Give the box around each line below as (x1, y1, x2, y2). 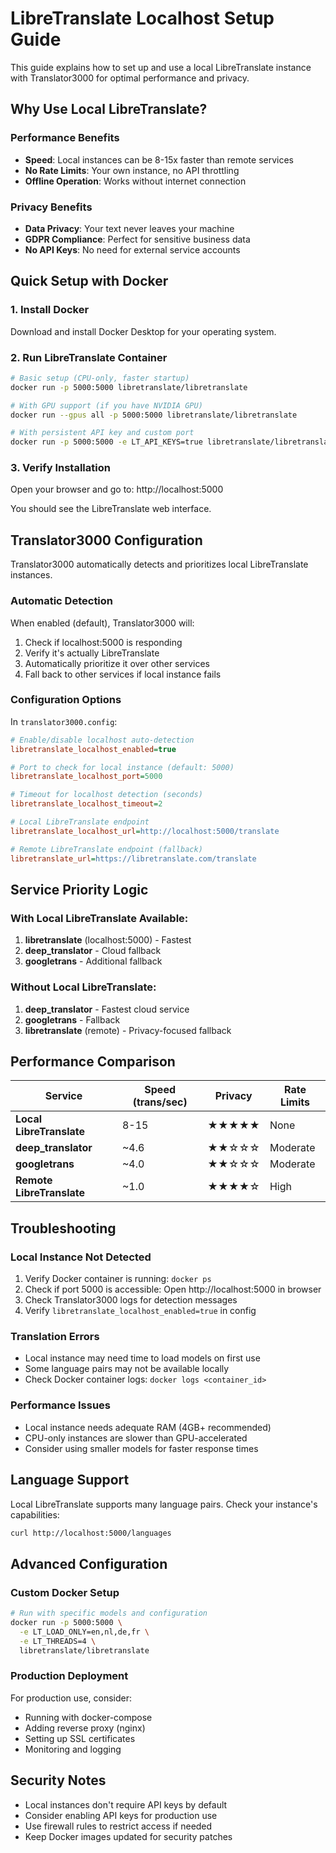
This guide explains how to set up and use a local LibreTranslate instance (10, 61, 312, 73)
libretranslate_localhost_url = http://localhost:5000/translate (10, 826, 280, 836)
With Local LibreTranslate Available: (10, 911, 189, 925)
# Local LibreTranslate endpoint (10, 817, 150, 827)
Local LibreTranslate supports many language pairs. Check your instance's (10, 1498, 318, 1510)
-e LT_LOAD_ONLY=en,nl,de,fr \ (19, 1627, 150, 1637)
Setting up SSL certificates (24, 1732, 136, 1744)
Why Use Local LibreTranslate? (10, 101, 208, 118)
